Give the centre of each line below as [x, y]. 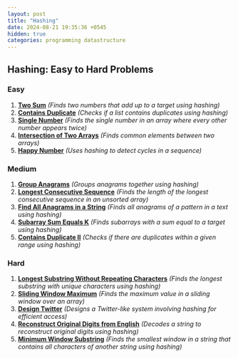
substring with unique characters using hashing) [89, 286]
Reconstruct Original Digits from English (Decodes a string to [109, 324]
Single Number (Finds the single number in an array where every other [122, 120]
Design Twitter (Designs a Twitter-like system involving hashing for [117, 309]
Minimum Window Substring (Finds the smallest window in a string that [124, 339]
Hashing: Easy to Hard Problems [81, 69]
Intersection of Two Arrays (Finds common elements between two [116, 135]
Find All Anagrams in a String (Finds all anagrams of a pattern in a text [123, 207]
